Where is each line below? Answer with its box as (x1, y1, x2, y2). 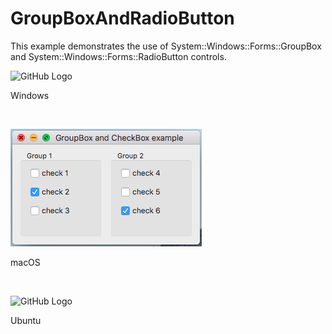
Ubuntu (10, 314, 42, 326)
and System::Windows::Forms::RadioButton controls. (10, 50, 227, 62)
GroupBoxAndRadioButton (10, 7, 235, 30)
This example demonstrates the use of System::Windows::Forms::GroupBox (10, 40, 322, 52)
